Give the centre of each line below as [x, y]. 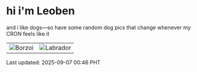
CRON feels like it [28, 33]
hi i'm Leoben [41, 11]
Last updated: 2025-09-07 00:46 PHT [53, 62]
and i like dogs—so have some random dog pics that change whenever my [98, 27]
